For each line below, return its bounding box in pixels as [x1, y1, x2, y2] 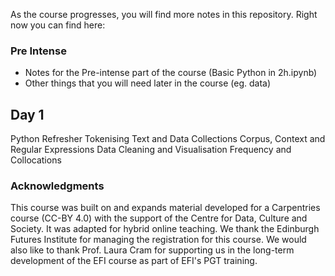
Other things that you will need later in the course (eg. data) [24, 77, 272, 89]
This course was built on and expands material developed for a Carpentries [10, 202, 321, 214]
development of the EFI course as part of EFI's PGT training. [10, 255, 258, 267]
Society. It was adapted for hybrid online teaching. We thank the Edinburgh [10, 223, 320, 235]
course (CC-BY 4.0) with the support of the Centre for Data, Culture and [10, 212, 308, 224]
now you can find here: [10, 19, 106, 31]
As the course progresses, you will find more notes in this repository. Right [10, 9, 318, 20]
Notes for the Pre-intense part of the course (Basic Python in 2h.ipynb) [24, 67, 318, 79]
